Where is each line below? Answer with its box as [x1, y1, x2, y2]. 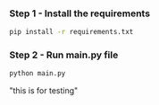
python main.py [9, 69, 66, 78]
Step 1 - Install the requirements [9, 7, 150, 20]
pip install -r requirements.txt [9, 28, 134, 37]
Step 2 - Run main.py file [9, 48, 119, 61]
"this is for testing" [9, 85, 79, 96]
